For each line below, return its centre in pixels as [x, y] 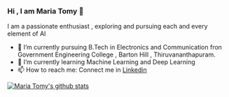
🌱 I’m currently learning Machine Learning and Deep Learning [106, 62]
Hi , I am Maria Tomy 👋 [46, 11]
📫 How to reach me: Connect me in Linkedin [82, 70]
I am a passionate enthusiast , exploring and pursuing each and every [107, 27]
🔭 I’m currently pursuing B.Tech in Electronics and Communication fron [120, 47]
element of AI [27, 33]
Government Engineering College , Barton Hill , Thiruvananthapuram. [116, 54]
